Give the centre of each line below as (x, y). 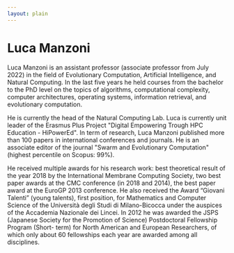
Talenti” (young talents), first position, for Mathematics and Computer (107, 197)
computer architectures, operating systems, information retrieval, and (107, 97)
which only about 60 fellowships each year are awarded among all (102, 234)
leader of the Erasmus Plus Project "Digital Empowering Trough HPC (105, 125)
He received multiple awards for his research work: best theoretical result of (117, 168)
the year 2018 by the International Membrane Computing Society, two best (114, 175)
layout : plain (28, 14)
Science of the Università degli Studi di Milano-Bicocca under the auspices (115, 205)
